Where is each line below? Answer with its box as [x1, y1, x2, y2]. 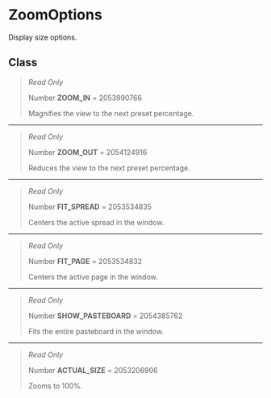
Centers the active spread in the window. [27, 217, 165, 227]
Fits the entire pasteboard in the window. [27, 326, 164, 336]
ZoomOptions [8, 6, 102, 24]
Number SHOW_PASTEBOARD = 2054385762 [27, 311, 183, 320]
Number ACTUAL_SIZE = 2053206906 [27, 365, 159, 375]
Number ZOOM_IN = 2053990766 [27, 93, 143, 103]
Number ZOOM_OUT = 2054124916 [27, 147, 148, 157]
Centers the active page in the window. [27, 272, 159, 282]
